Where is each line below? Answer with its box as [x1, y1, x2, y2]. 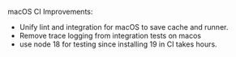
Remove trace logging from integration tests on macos [19, 31, 202, 40]
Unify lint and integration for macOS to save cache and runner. [19, 22, 229, 31]
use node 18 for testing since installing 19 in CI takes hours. [19, 39, 217, 49]
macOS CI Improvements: [7, 7, 93, 16]
